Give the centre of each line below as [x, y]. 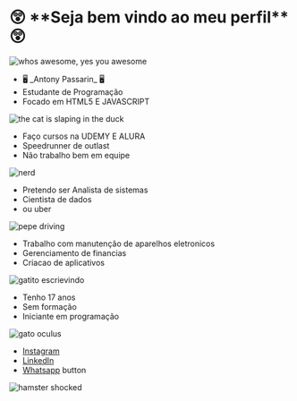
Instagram [41, 351]
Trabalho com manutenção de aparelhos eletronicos [119, 243]
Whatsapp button [54, 370]
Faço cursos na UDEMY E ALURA [84, 136]
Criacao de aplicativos [64, 262]
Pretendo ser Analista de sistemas [85, 190]
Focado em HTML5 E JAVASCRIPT [86, 101]
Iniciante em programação [70, 316]
